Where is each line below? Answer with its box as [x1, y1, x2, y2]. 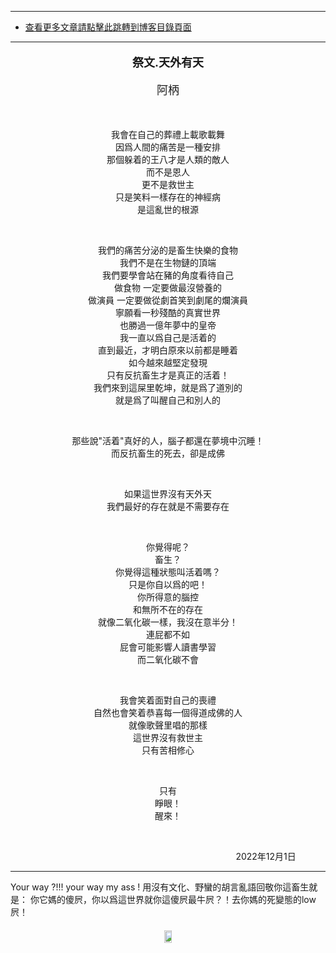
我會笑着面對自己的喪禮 [119, 694, 217, 706]
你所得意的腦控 [137, 591, 199, 603]
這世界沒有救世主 [133, 732, 203, 743]
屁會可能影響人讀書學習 [119, 641, 217, 653]
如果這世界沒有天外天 [124, 488, 212, 500]
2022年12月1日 [235, 851, 297, 862]
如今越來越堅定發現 [128, 357, 208, 368]
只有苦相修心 [141, 744, 195, 756]
